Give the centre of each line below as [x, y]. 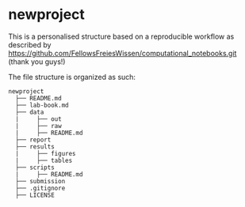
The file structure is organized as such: [72, 77]
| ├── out [38, 119]
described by [30, 44]
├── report [33, 140]
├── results [35, 147]
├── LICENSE [35, 195]
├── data [30, 112]
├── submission [40, 181]
